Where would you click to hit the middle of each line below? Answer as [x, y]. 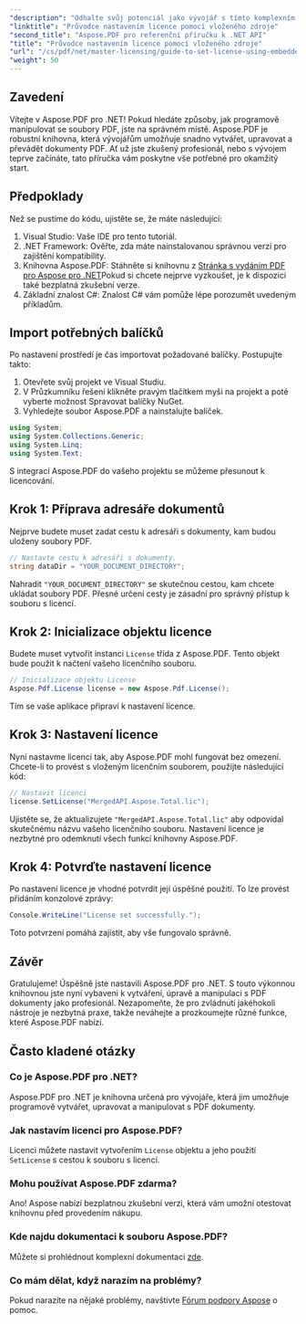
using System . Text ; [46, 454]
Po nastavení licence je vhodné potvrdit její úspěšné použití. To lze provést [149, 889]
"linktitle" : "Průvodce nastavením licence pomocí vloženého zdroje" [144, 26]
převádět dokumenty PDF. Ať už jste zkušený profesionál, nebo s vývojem [148, 148]
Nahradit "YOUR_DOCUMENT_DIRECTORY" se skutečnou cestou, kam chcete [142, 583]
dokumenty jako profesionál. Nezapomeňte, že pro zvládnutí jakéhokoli [143, 1003]
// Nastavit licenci [49, 793]
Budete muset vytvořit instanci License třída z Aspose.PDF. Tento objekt [145, 654]
